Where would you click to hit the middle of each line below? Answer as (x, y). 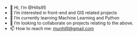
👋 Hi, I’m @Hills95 (28, 8)
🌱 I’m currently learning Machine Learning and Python (65, 18)
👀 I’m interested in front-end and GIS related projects (63, 13)
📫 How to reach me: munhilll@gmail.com (52, 28)
